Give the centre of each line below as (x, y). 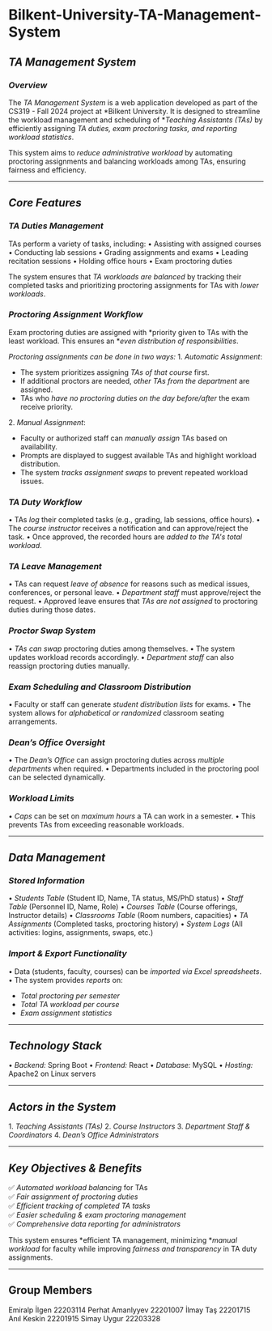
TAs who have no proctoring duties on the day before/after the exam (135, 398)
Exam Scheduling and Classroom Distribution (100, 687)
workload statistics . (41, 137)
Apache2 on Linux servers (52, 1074)
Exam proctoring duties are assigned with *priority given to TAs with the (128, 332)
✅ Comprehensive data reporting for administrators (94, 1224)
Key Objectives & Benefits (75, 1168)
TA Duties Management (56, 226)
